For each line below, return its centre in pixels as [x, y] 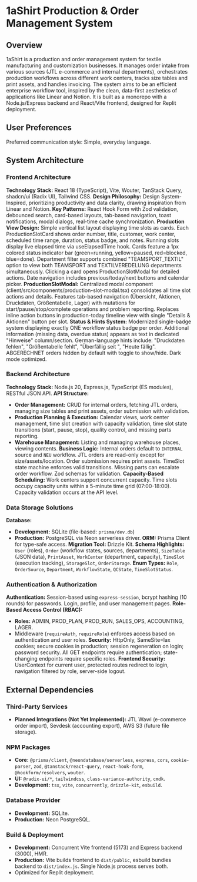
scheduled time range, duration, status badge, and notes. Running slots [93, 240]
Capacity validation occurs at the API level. [66, 492]
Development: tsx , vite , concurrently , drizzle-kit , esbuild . [89, 785]
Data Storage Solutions [40, 508]
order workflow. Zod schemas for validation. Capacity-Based [89, 473]
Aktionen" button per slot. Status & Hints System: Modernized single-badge [99, 321]
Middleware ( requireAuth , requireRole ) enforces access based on [95, 634]
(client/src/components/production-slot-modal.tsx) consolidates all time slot [98, 290]
